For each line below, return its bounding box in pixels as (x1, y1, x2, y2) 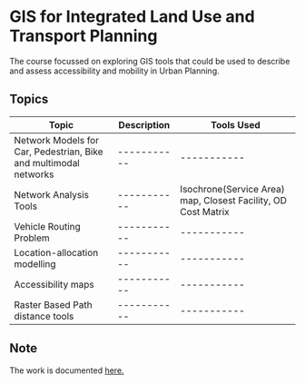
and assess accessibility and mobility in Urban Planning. (9, 65, 220, 76)
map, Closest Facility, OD (180, 193, 288, 206)
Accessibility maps (14, 278, 94, 290)
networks (14, 168, 54, 181)
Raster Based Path (14, 298, 93, 310)
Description (118, 118, 171, 131)
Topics (9, 92, 49, 107)
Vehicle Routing (14, 220, 82, 232)
